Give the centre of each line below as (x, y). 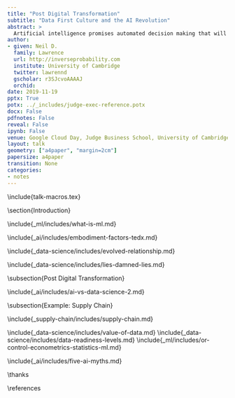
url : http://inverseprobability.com (67, 60)
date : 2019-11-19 (33, 92)
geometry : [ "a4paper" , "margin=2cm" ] (62, 151)
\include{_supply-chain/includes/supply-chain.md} (80, 319)
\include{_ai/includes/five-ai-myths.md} (65, 361)
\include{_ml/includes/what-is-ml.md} (62, 224)
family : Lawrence (39, 53)
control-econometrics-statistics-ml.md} (64, 347)
